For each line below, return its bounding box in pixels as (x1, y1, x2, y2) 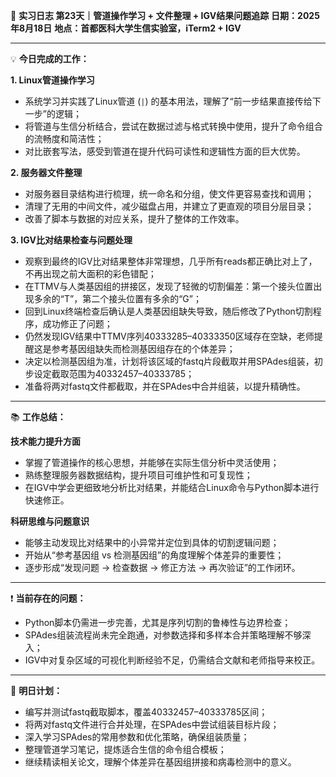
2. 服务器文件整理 (10, 167, 83, 178)
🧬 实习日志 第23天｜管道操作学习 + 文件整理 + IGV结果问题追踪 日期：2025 (10, 10, 320, 21)
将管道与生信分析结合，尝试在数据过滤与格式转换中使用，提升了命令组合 (24, 120, 323, 132)
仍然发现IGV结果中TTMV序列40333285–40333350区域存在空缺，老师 (24, 330, 315, 342)
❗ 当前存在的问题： (10, 592, 87, 604)
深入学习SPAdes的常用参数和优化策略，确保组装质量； (24, 731, 250, 743)
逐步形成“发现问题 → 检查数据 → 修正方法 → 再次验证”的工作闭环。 (24, 562, 301, 573)
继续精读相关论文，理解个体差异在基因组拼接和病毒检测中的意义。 (24, 756, 297, 768)
